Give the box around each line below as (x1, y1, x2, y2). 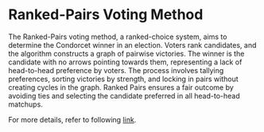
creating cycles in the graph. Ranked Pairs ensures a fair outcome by (8, 82, 235, 92)
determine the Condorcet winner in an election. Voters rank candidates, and (8, 40, 257, 49)
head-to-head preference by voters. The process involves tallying (8, 65, 224, 75)
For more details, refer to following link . (8, 115, 137, 124)
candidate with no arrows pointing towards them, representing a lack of (8, 57, 243, 67)
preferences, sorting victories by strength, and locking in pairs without (8, 74, 239, 83)
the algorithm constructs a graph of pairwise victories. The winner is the (8, 49, 245, 58)
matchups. (8, 99, 44, 109)
